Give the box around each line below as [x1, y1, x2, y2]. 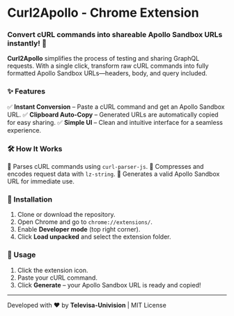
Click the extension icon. [17, 266, 88, 274]
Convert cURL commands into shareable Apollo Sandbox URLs [7, 30, 223, 40]
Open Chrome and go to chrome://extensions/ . [17, 218, 153, 226]
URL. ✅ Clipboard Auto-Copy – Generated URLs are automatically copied [7, 110, 219, 119]
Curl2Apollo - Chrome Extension [7, 5, 200, 21]
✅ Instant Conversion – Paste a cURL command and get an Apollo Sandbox [7, 103, 225, 111]
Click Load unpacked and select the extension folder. [17, 232, 171, 241]
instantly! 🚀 [7, 38, 47, 48]
